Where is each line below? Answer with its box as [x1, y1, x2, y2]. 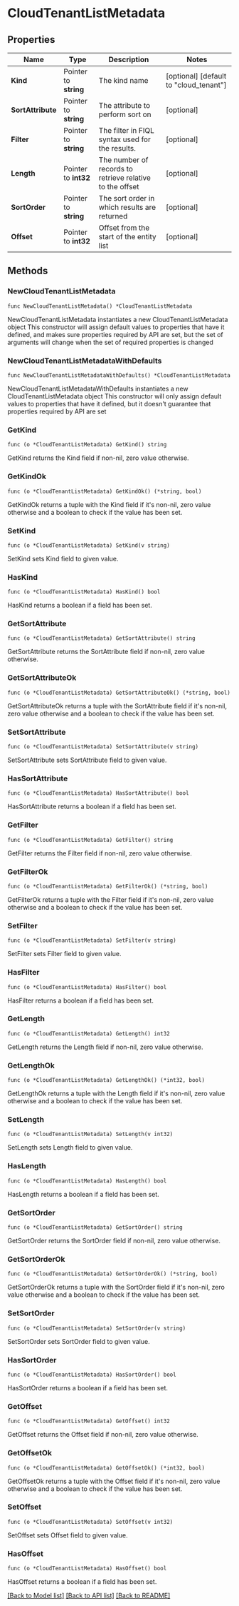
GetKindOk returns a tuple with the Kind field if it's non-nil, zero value [7, 500, 211, 508]
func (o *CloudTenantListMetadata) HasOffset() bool [7, 1565, 167, 1572]
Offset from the [98, 223, 150, 233]
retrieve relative [98, 173, 152, 183]
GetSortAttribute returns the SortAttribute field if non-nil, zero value [7, 648, 205, 656]
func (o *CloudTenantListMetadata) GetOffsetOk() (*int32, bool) [7, 1464, 205, 1472]
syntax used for [98, 134, 151, 144]
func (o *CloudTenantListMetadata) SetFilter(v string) [7, 937, 176, 944]
